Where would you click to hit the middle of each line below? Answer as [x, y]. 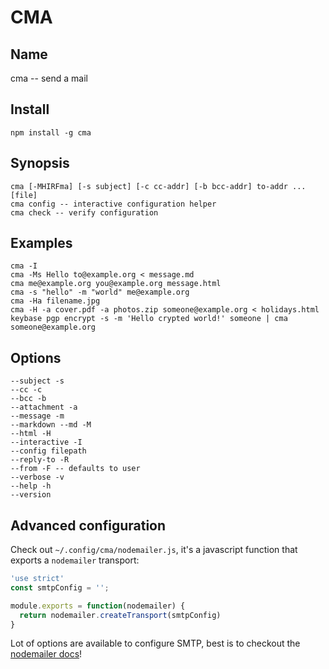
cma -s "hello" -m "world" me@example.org [100, 292]
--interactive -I [46, 442]
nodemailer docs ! [46, 654]
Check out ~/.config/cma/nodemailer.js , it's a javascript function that [154, 550]
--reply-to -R [40, 460]
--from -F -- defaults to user [75, 469]
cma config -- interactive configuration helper [113, 204]
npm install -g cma [51, 132]
